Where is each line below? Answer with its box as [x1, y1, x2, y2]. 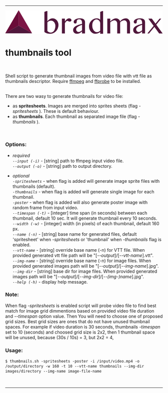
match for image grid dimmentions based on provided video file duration [5, 308, 154, 314]
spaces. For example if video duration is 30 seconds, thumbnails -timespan [5, 324, 160, 330]
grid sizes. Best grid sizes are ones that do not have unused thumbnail [5, 318, 150, 325]
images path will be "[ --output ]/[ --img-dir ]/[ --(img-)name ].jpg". [12, 273, 144, 280]
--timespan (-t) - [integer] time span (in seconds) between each [12, 210, 147, 216]
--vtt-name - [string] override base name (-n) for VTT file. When [12, 247, 145, 253]
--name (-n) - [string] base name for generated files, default [12, 231, 137, 237]
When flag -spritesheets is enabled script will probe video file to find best [5, 303, 156, 309]
